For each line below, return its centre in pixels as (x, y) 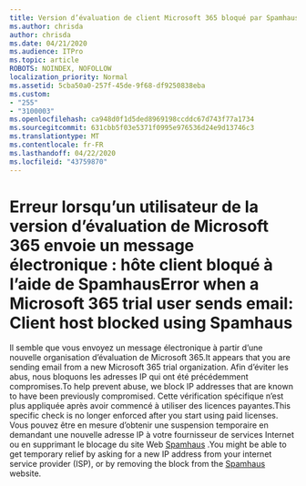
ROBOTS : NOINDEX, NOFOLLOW (61, 69)
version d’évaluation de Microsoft (139, 226)
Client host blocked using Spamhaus (151, 323)
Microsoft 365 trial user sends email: (152, 304)
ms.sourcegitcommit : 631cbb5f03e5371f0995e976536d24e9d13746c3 (132, 128)
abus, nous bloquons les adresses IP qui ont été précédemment (129, 377)
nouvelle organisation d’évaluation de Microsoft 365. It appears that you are (150, 358)
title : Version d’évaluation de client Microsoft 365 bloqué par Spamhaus (154, 18)
